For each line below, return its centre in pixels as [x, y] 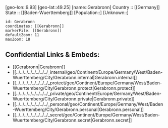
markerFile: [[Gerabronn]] [34, 31]
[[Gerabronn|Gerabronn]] [39, 67]
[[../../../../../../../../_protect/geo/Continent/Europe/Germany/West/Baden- [87, 83]
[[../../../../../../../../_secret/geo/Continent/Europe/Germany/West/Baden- [86, 114]
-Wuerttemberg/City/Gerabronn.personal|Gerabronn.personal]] [78, 109]
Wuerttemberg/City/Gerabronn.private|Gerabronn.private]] [73, 99]
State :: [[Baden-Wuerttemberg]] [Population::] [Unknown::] [67, 13]
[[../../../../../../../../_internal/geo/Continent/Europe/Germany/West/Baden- [88, 72]
